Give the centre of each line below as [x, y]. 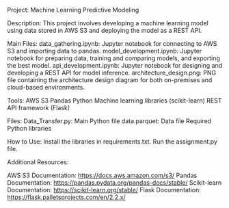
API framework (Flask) [39, 108]
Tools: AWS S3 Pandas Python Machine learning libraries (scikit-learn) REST [114, 101]
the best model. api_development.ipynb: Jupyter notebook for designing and [115, 65]
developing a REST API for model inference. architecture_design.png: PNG [112, 73]
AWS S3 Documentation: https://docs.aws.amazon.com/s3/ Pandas [102, 175]
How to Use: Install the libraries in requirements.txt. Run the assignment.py [112, 142]
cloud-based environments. [46, 87]
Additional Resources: [38, 162]
